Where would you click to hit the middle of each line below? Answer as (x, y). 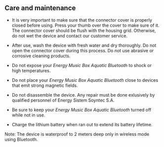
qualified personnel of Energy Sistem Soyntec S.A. (63, 100)
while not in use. (28, 115)
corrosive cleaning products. (41, 56)
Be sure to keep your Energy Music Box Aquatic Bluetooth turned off (82, 110)
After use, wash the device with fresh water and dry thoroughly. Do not (84, 45)
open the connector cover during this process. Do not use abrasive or (83, 50)
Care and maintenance (40, 8)
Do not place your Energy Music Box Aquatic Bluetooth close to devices (85, 80)
